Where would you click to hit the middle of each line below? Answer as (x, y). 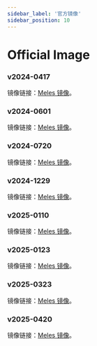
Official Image (49, 55)
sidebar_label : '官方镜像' (44, 14)
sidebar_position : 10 (39, 20)
